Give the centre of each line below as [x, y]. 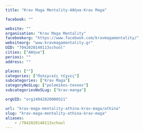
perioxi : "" [18, 57]
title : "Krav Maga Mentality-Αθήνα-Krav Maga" [56, 10]
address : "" [18, 62]
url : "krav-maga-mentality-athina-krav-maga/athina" [63, 108]
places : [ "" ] [19, 71]
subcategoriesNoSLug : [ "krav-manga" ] [46, 90]
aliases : [15, 118]
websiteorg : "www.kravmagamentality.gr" [49, 43]
